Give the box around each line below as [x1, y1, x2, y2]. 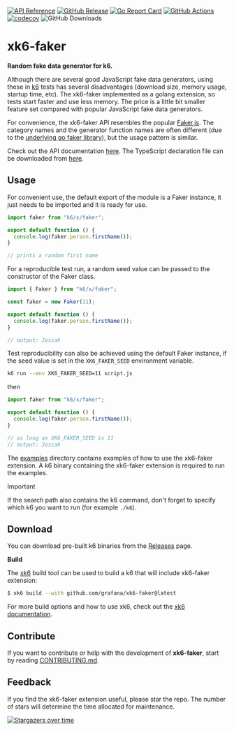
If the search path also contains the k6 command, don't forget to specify [7, 495, 216, 504]
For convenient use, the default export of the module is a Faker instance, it [7, 193, 221, 201]
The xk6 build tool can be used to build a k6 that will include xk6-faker [7, 569, 210, 577]
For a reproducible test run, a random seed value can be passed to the [7, 265, 210, 273]
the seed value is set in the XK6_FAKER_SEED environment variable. [7, 356, 194, 365]
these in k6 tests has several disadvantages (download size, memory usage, [7, 82, 227, 91]
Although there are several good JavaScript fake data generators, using [7, 75, 214, 83]
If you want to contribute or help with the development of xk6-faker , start [7, 649, 219, 657]
